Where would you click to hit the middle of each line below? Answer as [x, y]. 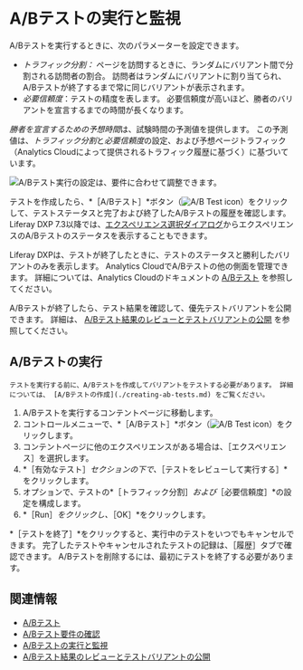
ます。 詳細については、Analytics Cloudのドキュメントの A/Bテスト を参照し [151, 277]
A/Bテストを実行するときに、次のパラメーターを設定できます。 [127, 45]
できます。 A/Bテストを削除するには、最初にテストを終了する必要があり [151, 556]
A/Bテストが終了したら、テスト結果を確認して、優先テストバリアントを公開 [151, 308]
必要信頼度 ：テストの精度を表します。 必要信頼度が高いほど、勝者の [150, 98]
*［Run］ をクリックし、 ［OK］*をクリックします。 [116, 514]
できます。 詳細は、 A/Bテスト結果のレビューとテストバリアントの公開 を [146, 319]
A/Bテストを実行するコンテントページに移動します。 [120, 412]
